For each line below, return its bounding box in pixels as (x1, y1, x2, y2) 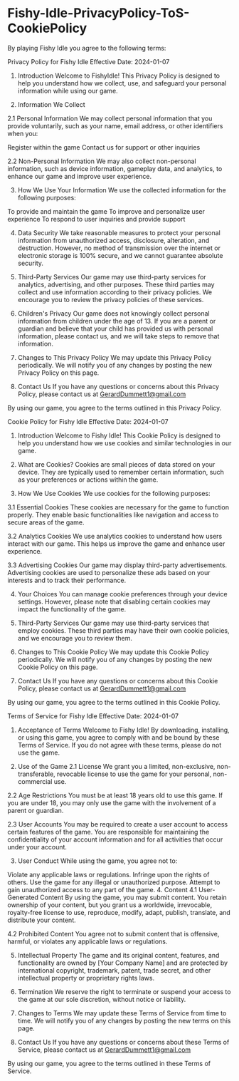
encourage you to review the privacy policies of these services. (17, 295, 204, 304)
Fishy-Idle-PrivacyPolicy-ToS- (7, 5, 190, 21)
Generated (7, 893, 39, 901)
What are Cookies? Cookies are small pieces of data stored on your (17, 460, 216, 468)
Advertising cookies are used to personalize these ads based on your (7, 568, 211, 576)
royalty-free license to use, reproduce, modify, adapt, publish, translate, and (7, 908, 231, 916)
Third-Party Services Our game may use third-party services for (17, 272, 206, 281)
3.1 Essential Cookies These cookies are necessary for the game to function (7, 502, 230, 511)
